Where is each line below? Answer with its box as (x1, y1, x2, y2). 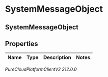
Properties (5, 39, 38, 48)
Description (43, 54, 71, 61)
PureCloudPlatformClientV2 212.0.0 (5, 66, 77, 72)
